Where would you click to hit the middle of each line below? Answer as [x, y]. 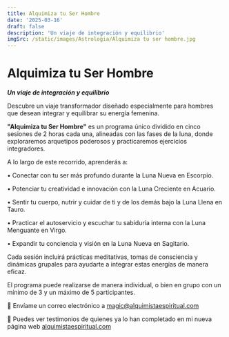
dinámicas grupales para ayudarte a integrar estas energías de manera [108, 264]
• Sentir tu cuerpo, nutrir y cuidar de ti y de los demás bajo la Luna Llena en [115, 202]
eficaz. [17, 272]
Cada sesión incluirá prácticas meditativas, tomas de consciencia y [102, 257]
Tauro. [16, 210]
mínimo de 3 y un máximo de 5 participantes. [71, 292]
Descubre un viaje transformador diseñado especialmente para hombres [110, 106]
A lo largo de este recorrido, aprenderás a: [68, 162]
